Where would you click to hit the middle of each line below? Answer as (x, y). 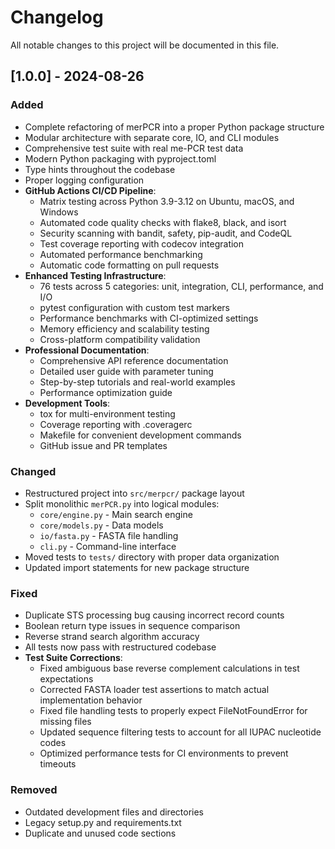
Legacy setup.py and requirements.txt (103, 822)
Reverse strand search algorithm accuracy (112, 637)
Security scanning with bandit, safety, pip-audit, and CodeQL (166, 233)
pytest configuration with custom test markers (134, 307)
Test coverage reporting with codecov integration (142, 243)
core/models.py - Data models (101, 525)
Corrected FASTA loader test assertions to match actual (154, 690)
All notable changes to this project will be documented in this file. (145, 45)
